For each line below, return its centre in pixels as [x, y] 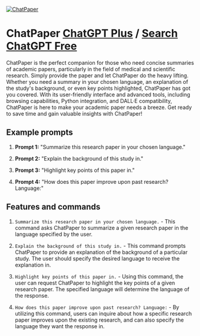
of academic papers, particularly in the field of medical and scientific [91, 69]
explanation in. [33, 265]
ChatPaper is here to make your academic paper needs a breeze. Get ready [99, 107]
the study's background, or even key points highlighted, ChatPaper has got [99, 88]
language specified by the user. [53, 234]
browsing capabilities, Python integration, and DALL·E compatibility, [89, 101]
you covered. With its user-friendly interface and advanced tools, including [98, 94]
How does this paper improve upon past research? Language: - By [97, 307]
